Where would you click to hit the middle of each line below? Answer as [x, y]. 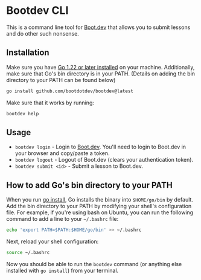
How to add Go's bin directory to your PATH [90, 185]
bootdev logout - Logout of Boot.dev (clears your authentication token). [104, 160]
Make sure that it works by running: [50, 103]
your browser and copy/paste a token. [62, 153]
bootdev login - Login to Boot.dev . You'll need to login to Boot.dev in [100, 147]
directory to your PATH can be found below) [61, 80]
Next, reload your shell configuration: [53, 241]
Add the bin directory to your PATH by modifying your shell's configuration [99, 206]
